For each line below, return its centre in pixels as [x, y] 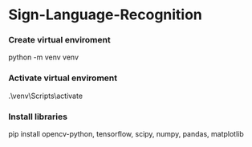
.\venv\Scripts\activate [45, 96]
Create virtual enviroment [59, 40]
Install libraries [38, 116]
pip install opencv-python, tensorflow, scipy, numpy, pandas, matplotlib [126, 134]
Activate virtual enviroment [63, 78]
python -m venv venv [43, 57]
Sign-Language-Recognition [106, 15]
